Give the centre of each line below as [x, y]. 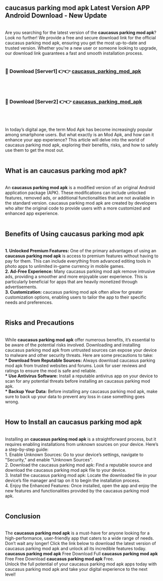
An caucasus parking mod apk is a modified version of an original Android [80, 188]
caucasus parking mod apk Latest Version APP [77, 8]
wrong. [12, 402]
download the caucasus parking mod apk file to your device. [66, 470]
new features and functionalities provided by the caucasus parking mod [77, 491]
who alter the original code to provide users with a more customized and [78, 208]
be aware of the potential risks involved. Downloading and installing [73, 345]
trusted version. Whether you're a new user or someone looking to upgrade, [81, 48]
